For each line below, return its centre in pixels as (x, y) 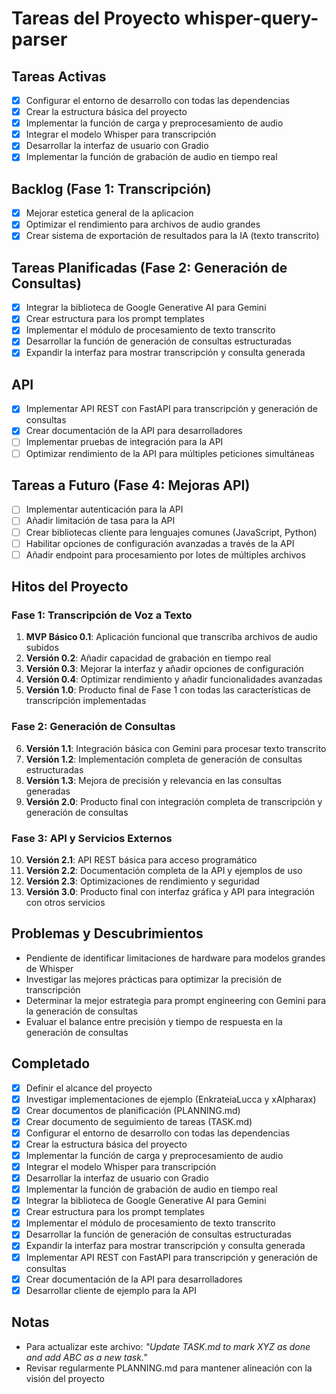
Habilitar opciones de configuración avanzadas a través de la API (160, 543)
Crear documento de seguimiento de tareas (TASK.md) (139, 1121)
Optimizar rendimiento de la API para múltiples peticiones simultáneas (170, 453)
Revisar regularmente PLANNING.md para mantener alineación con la (169, 1368)
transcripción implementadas (86, 701)
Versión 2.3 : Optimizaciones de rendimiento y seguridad (142, 881)
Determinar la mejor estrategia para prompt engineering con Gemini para (176, 1000)
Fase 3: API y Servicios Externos (92, 838)
